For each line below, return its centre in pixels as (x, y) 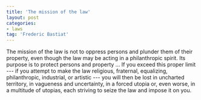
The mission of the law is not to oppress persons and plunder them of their (99, 52)
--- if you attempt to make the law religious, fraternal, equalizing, (87, 71)
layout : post (23, 18)
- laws (15, 29)
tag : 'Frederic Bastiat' (38, 35)
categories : (21, 23)
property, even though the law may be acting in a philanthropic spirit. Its (96, 58)
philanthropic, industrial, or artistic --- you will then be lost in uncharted (95, 78)
